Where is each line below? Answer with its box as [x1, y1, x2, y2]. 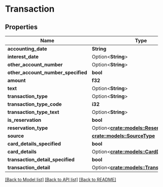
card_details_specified [7, 140, 61, 147]
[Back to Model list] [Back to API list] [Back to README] [5, 177, 116, 182]
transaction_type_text [7, 109, 60, 115]
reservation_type [7, 125, 48, 131]
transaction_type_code [7, 101, 62, 108]
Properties [5, 23, 38, 31]
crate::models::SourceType [92, 132, 155, 139]
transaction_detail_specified [7, 156, 75, 163]
